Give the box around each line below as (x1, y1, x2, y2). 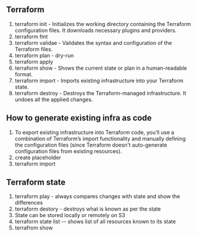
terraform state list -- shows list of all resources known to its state (14, 218, 176, 225)
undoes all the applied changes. (14, 96, 93, 103)
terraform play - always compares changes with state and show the (14, 193, 180, 200)
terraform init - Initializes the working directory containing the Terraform (14, 20, 191, 27)
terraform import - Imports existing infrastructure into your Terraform (14, 77, 184, 84)
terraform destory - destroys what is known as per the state (14, 205, 161, 212)
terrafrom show (14, 224, 53, 231)
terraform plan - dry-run (14, 51, 74, 59)
